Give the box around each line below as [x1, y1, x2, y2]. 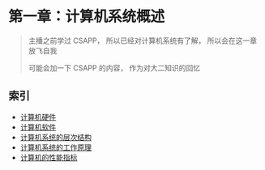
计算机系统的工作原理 [19, 142, 92, 152]
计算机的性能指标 [19, 152, 78, 162]
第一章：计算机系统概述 [8, 7, 165, 26]
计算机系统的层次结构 [19, 132, 92, 142]
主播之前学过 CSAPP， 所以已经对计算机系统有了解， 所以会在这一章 [28, 36, 258, 45]
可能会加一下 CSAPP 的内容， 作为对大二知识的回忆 [28, 62, 201, 73]
